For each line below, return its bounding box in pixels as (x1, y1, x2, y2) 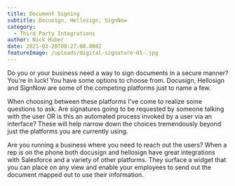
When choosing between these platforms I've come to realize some (7, 97, 203, 105)
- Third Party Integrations (13, 29, 96, 37)
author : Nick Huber (7, 36, 65, 44)
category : (7, 23, 36, 30)
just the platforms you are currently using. (7, 127, 128, 135)
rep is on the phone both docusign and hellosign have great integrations (7, 148, 215, 157)
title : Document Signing (7, 10, 80, 18)
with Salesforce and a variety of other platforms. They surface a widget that (7, 155, 227, 164)
